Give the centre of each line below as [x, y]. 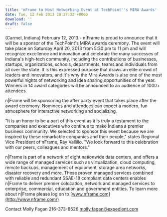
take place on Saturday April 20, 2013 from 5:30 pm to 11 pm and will [76, 48]
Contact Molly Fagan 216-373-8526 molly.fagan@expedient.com [72, 209]
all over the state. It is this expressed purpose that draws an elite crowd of [81, 70]
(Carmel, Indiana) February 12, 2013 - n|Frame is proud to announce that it [82, 38]
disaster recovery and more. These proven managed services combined [79, 173]
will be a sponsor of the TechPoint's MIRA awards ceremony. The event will [83, 43]
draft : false [19, 24]
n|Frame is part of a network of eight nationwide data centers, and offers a [82, 157]
